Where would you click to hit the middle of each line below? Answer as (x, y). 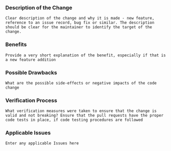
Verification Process (31, 100)
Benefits (16, 45)
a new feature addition (31, 60)
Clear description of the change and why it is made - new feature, (80, 18)
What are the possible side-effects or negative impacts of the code (81, 83)
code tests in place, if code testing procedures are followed (74, 120)
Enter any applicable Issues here (42, 143)
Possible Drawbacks (31, 72)
